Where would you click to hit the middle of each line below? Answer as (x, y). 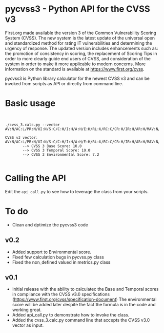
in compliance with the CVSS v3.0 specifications (61, 294)
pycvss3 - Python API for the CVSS (78, 9)
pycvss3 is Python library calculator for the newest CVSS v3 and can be (77, 78)
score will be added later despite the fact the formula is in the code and (84, 305)
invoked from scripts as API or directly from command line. (64, 83)
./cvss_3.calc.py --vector (32, 125)
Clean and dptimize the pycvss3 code (50, 224)
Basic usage (30, 103)
